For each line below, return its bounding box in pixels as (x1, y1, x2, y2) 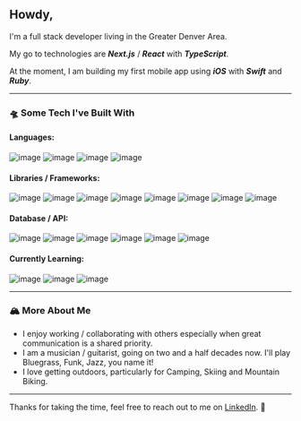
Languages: (9, 132, 56, 142)
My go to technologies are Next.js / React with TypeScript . (9, 48, 229, 59)
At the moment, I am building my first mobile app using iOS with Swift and (9, 65, 282, 76)
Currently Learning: (9, 253, 85, 263)
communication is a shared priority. (21, 338, 153, 348)
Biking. (21, 375, 48, 386)
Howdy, (9, 7, 54, 22)
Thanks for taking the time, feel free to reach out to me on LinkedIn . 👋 (9, 401, 266, 412)
